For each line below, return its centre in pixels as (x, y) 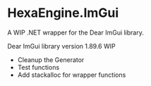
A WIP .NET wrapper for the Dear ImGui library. (76, 32)
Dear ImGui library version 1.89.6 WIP (61, 46)
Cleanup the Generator (51, 60)
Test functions (38, 67)
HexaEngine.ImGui (63, 13)
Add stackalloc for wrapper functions (72, 75)
